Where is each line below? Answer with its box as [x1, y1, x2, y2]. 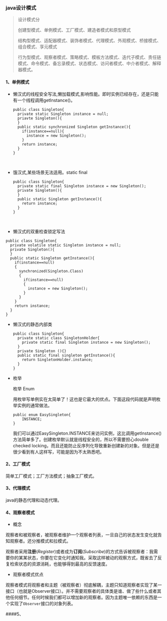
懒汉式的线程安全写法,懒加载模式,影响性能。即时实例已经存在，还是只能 [12, 91, 159, 97]
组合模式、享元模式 [17, 44, 57, 50]
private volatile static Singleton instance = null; [10, 243, 121, 248]
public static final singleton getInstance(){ [17, 353, 115, 358]
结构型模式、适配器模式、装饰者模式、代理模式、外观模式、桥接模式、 [17, 38, 162, 44]
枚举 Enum [12, 385, 35, 392]
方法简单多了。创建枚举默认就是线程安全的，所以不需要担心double [12, 436, 149, 442]
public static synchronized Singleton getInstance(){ [17, 124, 131, 129]
